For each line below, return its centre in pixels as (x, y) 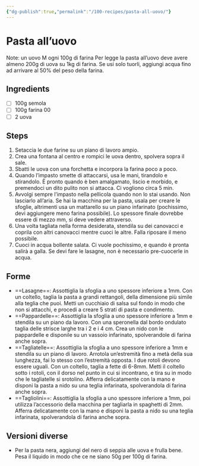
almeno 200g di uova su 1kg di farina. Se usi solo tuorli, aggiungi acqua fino (99, 64)
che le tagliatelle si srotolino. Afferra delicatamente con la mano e (95, 379)
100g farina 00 (33, 110)
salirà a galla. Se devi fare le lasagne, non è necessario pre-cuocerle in (102, 251)
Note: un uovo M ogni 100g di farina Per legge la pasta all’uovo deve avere (97, 58)
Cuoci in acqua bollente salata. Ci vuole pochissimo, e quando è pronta (102, 245)
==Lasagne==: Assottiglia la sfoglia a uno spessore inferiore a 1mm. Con (104, 291)
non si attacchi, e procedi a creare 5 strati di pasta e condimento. (94, 309)
